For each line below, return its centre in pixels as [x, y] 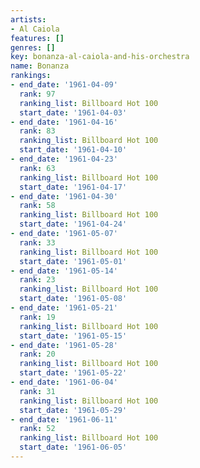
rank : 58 [37, 206]
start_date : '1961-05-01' [73, 261]
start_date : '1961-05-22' [73, 373]
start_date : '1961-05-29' [73, 410]
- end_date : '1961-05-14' [64, 271]
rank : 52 [37, 429]
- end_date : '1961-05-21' [64, 308]
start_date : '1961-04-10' [73, 150]
